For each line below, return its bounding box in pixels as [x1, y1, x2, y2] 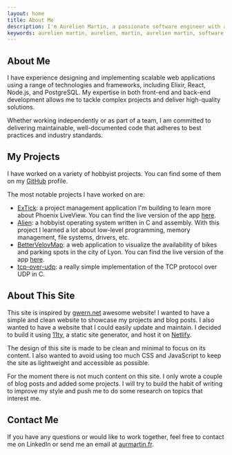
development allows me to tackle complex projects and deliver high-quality [7, 96, 221, 104]
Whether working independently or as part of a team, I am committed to [7, 116, 211, 125]
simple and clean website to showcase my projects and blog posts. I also [7, 316, 215, 324]
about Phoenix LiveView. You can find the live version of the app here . [17, 211, 216, 219]
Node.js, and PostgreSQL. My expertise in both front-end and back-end [7, 88, 211, 97]
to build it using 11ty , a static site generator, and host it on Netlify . [7, 330, 192, 339]
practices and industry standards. [7, 131, 104, 139]
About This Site [7, 290, 75, 302]
